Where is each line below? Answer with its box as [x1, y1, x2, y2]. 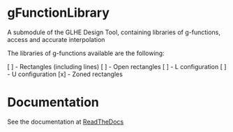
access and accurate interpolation [7, 35, 105, 43]
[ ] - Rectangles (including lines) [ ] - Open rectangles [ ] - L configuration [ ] [7, 62, 227, 71]
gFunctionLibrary [7, 5, 110, 21]
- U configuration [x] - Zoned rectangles [7, 70, 123, 78]
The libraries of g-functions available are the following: [7, 49, 165, 57]
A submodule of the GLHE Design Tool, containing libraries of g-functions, [7, 28, 221, 36]
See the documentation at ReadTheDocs [7, 117, 124, 126]
